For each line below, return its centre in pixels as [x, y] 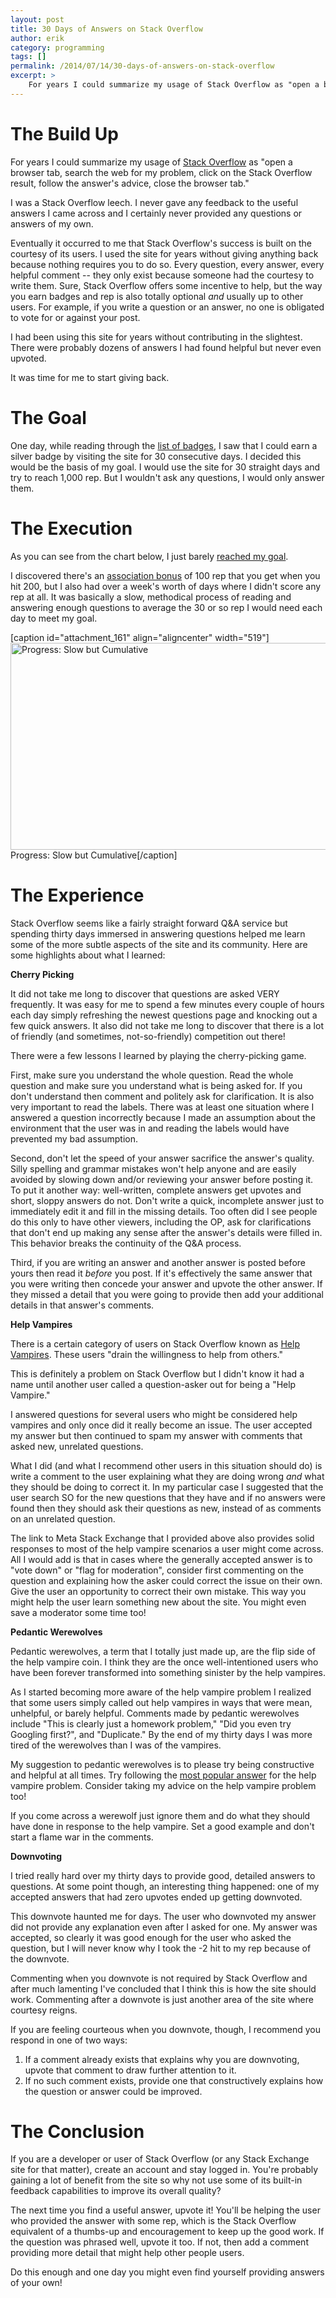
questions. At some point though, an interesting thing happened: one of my [165, 1886]
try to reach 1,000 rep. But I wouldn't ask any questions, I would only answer [167, 477]
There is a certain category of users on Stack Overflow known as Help [155, 1343]
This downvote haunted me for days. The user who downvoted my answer [163, 1916]
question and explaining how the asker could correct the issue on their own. [166, 1580]
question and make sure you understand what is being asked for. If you [156, 1085]
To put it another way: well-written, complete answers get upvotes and [156, 1190]
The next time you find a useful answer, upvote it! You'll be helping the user [165, 2210]
